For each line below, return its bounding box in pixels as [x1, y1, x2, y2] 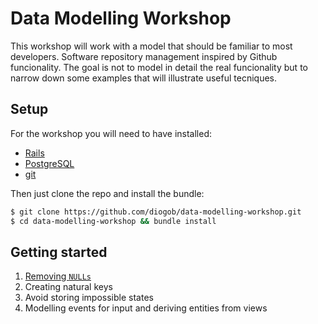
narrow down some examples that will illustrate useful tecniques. [10, 72, 278, 84]
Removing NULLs [24, 270, 92, 282]
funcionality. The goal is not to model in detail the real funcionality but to [10, 61, 308, 73]
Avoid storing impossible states [24, 292, 154, 304]
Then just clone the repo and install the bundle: [10, 187, 205, 199]
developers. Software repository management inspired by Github [10, 50, 278, 62]
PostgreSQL [24, 157, 75, 169]
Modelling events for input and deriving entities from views [24, 302, 268, 314]
